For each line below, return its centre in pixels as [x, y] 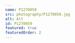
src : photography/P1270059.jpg [38, 14]
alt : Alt [14, 19]
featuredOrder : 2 [23, 33]
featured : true [21, 28]
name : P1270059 [21, 10]
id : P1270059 [19, 23]
